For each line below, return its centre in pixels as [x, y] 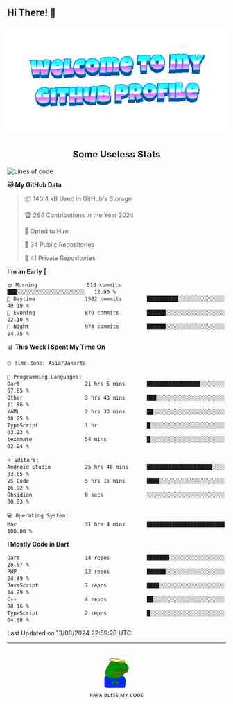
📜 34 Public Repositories [59, 244]
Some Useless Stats [116, 154]
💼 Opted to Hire [46, 231]
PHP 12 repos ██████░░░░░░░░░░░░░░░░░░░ [116, 572]
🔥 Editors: [23, 460]
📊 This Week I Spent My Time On [56, 347]
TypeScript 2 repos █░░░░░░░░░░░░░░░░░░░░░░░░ [116, 613]
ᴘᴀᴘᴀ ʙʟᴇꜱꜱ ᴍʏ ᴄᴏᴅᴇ [116, 694]
